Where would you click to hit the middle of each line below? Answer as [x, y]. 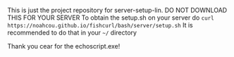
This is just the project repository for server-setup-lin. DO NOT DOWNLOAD [117, 10]
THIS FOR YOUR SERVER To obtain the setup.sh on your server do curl [111, 18]
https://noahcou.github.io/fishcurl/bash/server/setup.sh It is [100, 25]
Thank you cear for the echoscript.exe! [64, 46]
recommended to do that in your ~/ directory [72, 32]
